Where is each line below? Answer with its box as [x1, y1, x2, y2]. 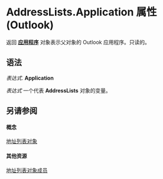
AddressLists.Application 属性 [6, 5, 157, 19]
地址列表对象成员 [6, 167, 48, 174]
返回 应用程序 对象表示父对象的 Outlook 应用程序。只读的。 [6, 38, 151, 45]
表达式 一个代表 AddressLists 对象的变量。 [6, 87, 111, 94]
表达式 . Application [6, 74, 54, 82]
